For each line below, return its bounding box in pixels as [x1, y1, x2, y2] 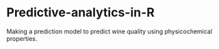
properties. [6, 34, 38, 42]
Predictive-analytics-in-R [6, 5, 155, 20]
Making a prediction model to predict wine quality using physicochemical [6, 27, 213, 35]
